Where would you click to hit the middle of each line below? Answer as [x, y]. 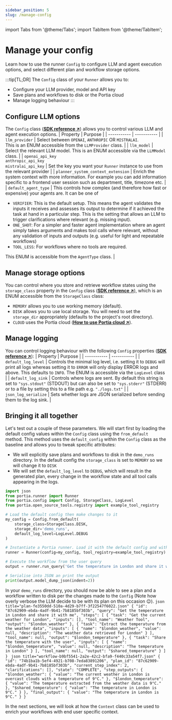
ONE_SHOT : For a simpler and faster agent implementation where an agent [89, 225]
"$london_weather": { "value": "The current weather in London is [78, 674]
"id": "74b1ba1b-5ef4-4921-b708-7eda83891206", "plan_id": [70, 661]
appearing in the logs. [36, 482]
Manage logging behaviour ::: [44, 100]
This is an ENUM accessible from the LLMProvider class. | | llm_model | [79, 145]
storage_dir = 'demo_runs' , [42, 529]
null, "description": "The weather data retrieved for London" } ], [80, 633]
